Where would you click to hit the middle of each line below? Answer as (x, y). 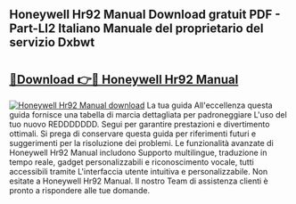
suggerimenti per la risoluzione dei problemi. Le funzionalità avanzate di (141, 143)
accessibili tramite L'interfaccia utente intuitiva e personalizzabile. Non (139, 171)
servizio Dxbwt (52, 42)
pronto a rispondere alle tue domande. (79, 190)
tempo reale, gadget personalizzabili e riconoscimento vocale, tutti (132, 162)
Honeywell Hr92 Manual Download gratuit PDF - (145, 15)
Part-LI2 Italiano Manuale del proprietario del (136, 29)
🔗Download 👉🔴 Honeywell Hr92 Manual (124, 79)
